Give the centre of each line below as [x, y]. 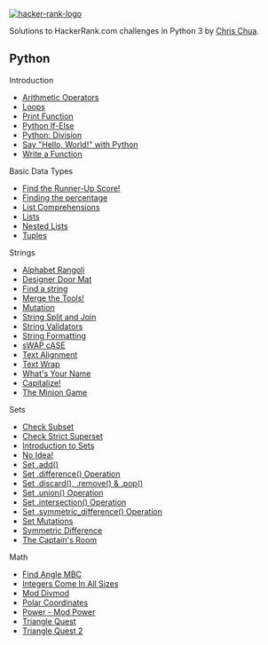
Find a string [45, 288]
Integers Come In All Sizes [70, 583]
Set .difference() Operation [71, 474]
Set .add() [40, 464]
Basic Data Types [41, 171]
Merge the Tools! [53, 298]
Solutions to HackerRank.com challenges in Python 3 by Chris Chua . [134, 31]
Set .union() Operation [63, 492]
